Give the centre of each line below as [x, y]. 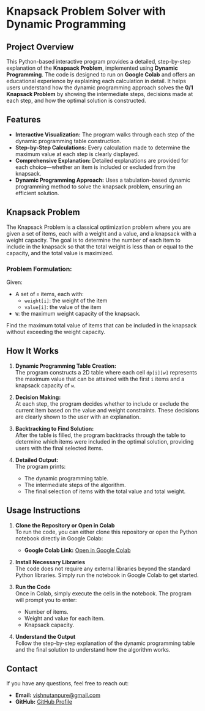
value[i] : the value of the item [63, 307]
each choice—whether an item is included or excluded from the [95, 167]
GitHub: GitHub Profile [43, 702]
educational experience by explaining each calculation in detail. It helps [96, 81]
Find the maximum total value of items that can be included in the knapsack [102, 325]
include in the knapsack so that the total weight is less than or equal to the [100, 247]
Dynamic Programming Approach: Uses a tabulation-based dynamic [103, 180]
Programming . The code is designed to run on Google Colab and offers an [101, 74]
